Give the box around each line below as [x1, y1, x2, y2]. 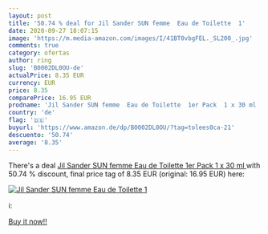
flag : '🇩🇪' [8, 116, 48, 124]
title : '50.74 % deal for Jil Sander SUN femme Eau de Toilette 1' [8, 19, 246, 27]
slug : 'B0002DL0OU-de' [8, 64, 84, 72]
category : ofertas [8, 49, 70, 57]
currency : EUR [8, 79, 56, 87]
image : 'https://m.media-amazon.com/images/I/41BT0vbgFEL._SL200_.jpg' [8, 34, 253, 42]
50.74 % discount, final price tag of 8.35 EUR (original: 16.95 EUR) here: [8, 169, 245, 179]
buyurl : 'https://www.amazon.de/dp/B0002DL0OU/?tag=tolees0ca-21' [8, 123, 235, 131]
